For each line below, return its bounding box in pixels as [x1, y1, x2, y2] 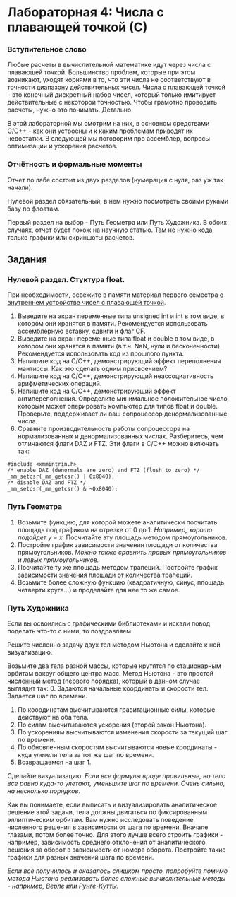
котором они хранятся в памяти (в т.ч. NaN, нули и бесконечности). [17, 342, 222, 351]
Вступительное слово [7, 45, 87, 54]
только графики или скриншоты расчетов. [7, 233, 135, 241]
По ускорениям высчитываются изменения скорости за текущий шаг [17, 728, 228, 737]
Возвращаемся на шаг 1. [17, 758, 92, 767]
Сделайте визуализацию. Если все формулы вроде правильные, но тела [7, 772, 226, 780]
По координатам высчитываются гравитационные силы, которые [17, 705, 216, 714]
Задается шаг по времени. [7, 692, 88, 700]
